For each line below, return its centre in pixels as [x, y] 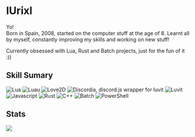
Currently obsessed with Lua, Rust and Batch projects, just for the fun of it [95, 50]
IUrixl [19, 11]
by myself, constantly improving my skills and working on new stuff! [88, 39]
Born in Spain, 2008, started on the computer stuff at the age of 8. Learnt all [98, 33]
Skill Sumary [30, 75]
